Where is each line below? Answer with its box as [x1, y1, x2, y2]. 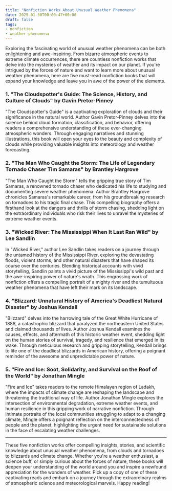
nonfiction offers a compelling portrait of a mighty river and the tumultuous [5, 279, 163, 285]
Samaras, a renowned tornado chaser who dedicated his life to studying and [5, 183, 166, 189]
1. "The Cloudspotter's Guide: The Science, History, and [5, 91, 147, 98]
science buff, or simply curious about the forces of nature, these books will [5, 458, 164, 464]
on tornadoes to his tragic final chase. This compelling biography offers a [5, 199, 160, 205]
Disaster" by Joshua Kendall [5, 303, 78, 310]
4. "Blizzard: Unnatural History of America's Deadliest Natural [5, 297, 163, 304]
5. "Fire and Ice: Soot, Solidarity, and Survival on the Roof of [5, 366, 158, 373]
